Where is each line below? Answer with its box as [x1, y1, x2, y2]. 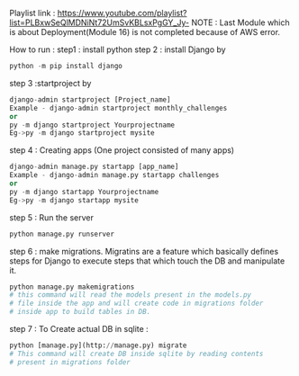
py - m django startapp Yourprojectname [9, 187, 159, 196]
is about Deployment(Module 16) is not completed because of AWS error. [9, 27, 281, 37]
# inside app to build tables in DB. [9, 308, 151, 317]
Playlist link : [9, 8, 56, 18]
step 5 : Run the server [9, 211, 95, 223]
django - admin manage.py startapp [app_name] [9, 162, 179, 172]
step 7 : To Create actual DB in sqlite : [9, 324, 149, 334]
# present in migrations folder [9, 357, 131, 367]
